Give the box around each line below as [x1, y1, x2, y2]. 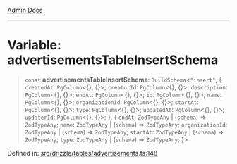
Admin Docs [7, 6, 43, 14]
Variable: [7, 37, 62, 53]
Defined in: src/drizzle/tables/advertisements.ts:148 [7, 149, 158, 157]
